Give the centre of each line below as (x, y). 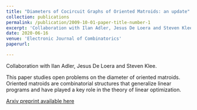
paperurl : (18, 44)
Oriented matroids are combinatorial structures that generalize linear (89, 83)
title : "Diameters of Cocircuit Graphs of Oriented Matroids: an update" (98, 11)
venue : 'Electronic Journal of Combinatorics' (64, 39)
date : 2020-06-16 (27, 33)
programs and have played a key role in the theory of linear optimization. (94, 90)
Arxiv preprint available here (40, 101)
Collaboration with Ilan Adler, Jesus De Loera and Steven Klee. (81, 66)
